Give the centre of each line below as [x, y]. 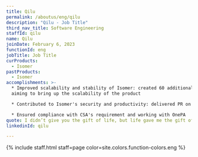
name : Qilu [19, 39]
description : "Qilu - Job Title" [47, 22]
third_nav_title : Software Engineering [55, 28]
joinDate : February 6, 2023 [41, 45]
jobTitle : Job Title [32, 55]
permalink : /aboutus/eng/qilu [43, 17]
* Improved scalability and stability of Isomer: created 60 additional [103, 88]
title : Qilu [21, 11]
